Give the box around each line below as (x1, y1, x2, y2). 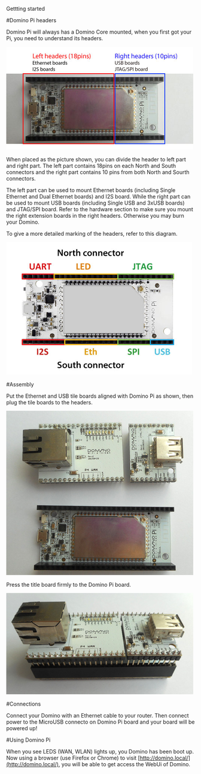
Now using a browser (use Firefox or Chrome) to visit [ (6, 754, 141, 761)
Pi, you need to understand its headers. (6, 35, 103, 41)
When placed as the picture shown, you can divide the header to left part (6, 156, 187, 163)
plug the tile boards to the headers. (6, 399, 93, 406)
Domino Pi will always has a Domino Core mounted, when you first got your (6, 28, 192, 35)
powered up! (6, 725, 38, 731)
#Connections (6, 700, 41, 707)
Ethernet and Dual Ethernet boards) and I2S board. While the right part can (6, 193, 191, 200)
